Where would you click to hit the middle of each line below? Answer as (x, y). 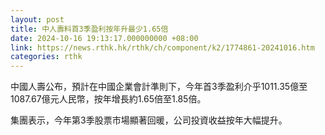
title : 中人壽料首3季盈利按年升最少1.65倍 (89, 29)
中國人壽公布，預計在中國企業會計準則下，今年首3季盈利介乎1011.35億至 (159, 87)
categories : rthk (46, 57)
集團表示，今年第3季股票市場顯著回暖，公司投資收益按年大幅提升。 (149, 120)
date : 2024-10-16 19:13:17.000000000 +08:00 (104, 38)
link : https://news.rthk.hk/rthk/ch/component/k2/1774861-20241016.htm (162, 47)
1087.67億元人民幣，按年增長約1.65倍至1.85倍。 (108, 99)
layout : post (37, 19)
